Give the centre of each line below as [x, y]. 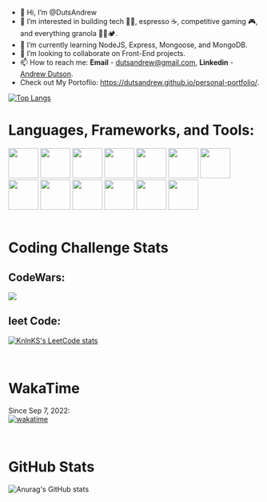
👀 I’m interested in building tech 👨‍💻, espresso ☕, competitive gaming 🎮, [139, 21]
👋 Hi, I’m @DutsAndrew [58, 12]
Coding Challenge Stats [89, 248]
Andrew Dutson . [46, 74]
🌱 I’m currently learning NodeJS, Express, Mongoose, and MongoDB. [133, 45]
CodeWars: [37, 277]
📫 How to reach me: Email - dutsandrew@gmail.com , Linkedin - [127, 62]
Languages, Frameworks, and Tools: [131, 130]
